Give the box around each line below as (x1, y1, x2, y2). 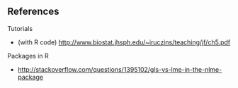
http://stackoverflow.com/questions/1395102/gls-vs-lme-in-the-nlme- (17, 65, 222, 73)
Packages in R (7, 51, 50, 60)
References (7, 6, 59, 18)
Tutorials (7, 24, 33, 32)
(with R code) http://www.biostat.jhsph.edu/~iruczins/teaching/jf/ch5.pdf (17, 38, 231, 46)
